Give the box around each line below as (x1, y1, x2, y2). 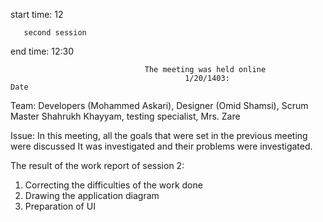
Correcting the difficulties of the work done (24, 179, 203, 191)
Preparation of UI (24, 200, 96, 212)
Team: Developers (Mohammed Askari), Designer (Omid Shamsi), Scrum (10, 100, 309, 111)
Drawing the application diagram (24, 190, 160, 201)
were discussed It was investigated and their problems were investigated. (10, 140, 313, 152)
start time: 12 (10, 9, 64, 20)
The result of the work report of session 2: (10, 160, 185, 171)
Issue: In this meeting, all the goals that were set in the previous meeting (10, 130, 308, 141)
